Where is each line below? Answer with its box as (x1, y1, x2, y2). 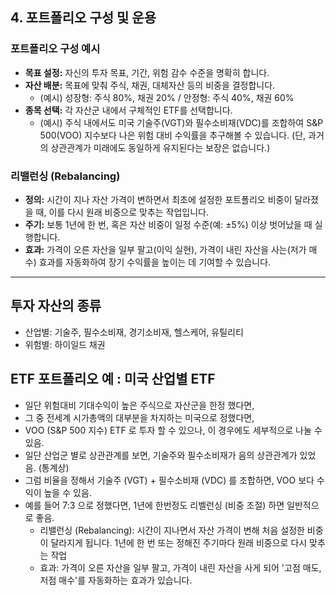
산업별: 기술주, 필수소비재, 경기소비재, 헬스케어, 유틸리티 (24, 326, 244, 338)
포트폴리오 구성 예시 (10, 42, 101, 56)
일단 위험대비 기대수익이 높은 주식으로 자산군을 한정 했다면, (24, 399, 255, 411)
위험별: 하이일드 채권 (24, 338, 106, 350)
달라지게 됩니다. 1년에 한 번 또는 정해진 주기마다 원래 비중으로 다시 (50, 536, 308, 548)
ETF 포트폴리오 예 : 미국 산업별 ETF (10, 371, 216, 388)
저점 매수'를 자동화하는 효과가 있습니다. (39, 574, 193, 586)
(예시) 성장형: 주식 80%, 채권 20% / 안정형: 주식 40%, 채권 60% (39, 91, 295, 103)
